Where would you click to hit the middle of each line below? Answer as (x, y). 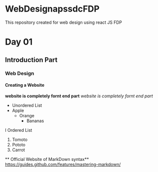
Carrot (18, 150)
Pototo (19, 144)
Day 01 (19, 42)
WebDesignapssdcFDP (52, 9)
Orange (27, 115)
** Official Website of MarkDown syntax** (47, 159)
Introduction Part (31, 60)
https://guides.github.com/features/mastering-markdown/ (63, 164)
